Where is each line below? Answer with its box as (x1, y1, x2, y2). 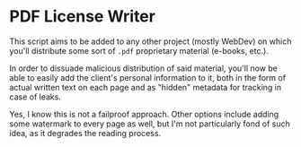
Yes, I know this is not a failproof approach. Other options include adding (9, 108, 279, 119)
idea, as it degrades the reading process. (9, 127, 162, 138)
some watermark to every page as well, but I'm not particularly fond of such (9, 118, 290, 129)
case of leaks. (9, 91, 61, 102)
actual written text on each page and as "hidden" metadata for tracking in (9, 82, 282, 92)
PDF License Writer (9, 6, 155, 27)
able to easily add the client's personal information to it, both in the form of (9, 72, 286, 82)
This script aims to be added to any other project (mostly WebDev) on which (9, 36, 292, 47)
